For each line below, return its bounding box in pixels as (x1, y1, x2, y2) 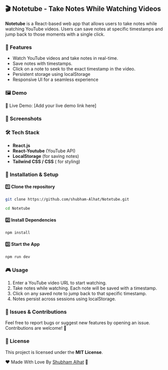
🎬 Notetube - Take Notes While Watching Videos (5, 5, 161, 13)
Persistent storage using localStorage (12, 71, 91, 77)
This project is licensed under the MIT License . (5, 349, 103, 355)
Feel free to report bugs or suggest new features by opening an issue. (5, 320, 150, 326)
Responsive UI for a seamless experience (12, 76, 99, 82)
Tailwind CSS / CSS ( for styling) (12, 158, 80, 164)
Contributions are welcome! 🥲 (5, 325, 67, 331)
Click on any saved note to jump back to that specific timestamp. (12, 290, 147, 296)
